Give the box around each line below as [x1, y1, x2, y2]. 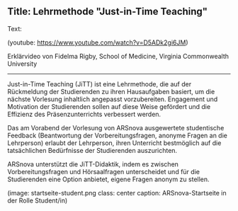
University [7, 59, 38, 68]
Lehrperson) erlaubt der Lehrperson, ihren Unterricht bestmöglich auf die [7, 138, 222, 147]
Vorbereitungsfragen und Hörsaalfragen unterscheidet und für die [7, 167, 200, 176]
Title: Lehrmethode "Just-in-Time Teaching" [7, 6, 208, 18]
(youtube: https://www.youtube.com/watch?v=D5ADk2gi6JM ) [7, 38, 188, 47]
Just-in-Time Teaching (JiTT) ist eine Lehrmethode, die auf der [7, 79, 192, 88]
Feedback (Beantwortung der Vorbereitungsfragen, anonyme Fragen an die [7, 131, 228, 139]
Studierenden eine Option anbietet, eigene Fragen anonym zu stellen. [7, 175, 210, 183]
